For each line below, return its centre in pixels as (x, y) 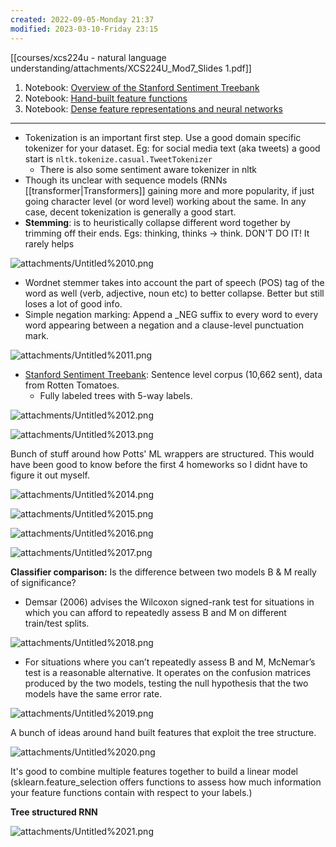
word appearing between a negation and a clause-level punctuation (164, 325)
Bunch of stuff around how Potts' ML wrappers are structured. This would (162, 453)
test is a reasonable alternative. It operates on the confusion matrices (168, 672)
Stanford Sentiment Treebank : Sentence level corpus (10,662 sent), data (173, 374)
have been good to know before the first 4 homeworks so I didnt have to (159, 464)
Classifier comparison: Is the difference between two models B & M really (163, 572)
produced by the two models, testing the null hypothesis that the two (166, 683)
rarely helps (49, 243)
